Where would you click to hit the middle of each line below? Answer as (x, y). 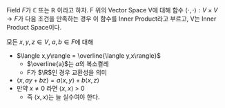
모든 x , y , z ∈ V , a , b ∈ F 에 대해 (50, 42)
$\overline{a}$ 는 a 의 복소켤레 (68, 64)
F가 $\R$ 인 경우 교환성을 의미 (67, 72)
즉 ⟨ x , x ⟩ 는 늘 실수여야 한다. (63, 97)
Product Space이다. (34, 27)
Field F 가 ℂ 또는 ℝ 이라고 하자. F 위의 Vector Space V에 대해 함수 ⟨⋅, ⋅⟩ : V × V (112, 10)
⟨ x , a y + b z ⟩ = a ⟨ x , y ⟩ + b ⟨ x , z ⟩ (58, 80)
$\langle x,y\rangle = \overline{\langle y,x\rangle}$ (89, 56)
